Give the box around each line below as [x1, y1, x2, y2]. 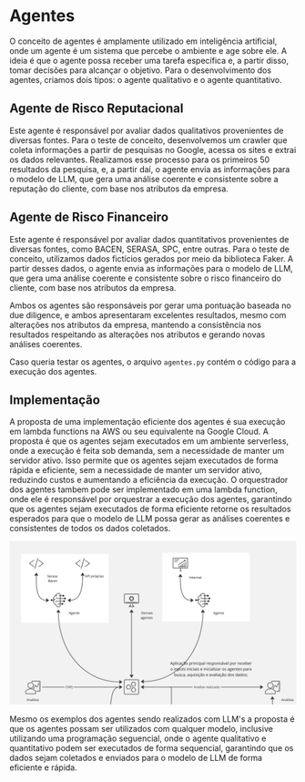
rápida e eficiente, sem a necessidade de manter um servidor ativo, [9, 465, 262, 476]
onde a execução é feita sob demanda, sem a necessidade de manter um [9, 446, 285, 457]
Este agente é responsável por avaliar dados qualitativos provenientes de [9, 125, 284, 136]
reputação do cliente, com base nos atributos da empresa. [9, 183, 229, 194]
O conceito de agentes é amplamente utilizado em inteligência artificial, [9, 36, 278, 46]
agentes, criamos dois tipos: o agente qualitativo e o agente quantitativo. [9, 74, 282, 85]
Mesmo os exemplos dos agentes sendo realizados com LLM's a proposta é [9, 713, 295, 725]
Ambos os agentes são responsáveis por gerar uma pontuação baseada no [9, 300, 291, 311]
